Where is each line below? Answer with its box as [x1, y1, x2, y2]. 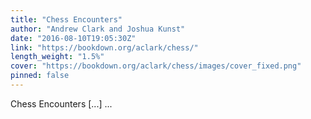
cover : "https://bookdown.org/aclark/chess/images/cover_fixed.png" [10, 61, 302, 71]
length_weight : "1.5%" [10, 52, 105, 62]
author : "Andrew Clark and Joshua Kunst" [10, 24, 186, 34]
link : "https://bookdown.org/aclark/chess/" [10, 42, 199, 53]
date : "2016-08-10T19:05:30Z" [10, 33, 137, 43]
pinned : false [10, 71, 70, 81]
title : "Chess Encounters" [10, 14, 123, 25]
